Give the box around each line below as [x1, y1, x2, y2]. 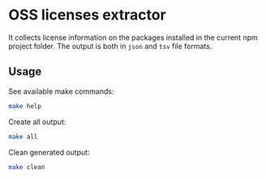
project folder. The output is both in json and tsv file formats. [8, 41, 212, 50]
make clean [8, 163, 45, 171]
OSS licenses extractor [8, 6, 166, 24]
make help [8, 102, 42, 111]
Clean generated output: [8, 147, 91, 157]
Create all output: [8, 116, 66, 127]
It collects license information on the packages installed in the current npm [8, 33, 258, 42]
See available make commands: [8, 86, 114, 96]
